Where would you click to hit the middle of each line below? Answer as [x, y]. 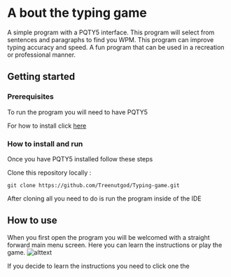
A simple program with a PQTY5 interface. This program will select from [111, 32]
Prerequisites [30, 97]
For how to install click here [47, 126]
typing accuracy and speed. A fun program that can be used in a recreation [116, 47]
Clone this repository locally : [49, 173]
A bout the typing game [77, 13]
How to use [32, 221]
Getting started [41, 77]
